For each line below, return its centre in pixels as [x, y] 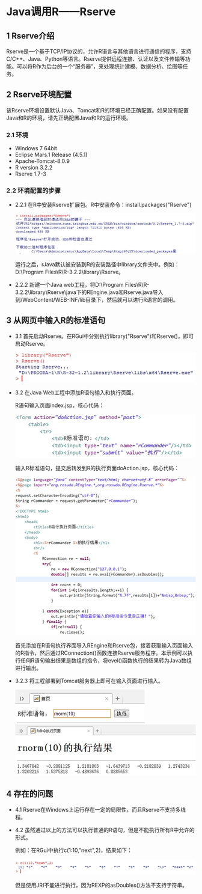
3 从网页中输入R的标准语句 [56, 321]
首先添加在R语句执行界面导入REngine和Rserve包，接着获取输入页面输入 [104, 646]
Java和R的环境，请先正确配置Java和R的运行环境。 [69, 118]
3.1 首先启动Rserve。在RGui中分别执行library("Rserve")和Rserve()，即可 [104, 336]
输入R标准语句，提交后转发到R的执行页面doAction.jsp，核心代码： [97, 468]
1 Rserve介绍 [30, 36]
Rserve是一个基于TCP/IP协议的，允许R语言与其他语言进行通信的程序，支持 [99, 51]
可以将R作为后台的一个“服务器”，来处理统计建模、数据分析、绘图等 [100, 66]
